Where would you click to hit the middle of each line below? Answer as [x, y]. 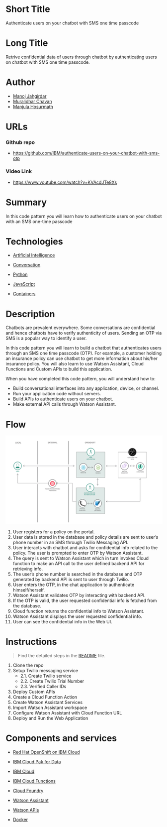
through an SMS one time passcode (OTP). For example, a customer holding [84, 353]
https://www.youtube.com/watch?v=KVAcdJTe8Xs [65, 182]
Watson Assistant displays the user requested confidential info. [77, 616]
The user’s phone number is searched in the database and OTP [78, 574]
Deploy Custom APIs [34, 692]
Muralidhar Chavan [32, 101]
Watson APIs [26, 810]
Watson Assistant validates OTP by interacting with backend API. [79, 595]
